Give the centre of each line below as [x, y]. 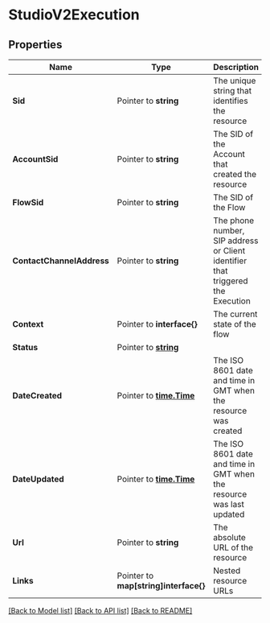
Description [236, 67]
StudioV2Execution [74, 15]
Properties [35, 45]
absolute [229, 537]
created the [235, 174]
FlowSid [28, 202]
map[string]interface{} [161, 586]
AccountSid [35, 159]
